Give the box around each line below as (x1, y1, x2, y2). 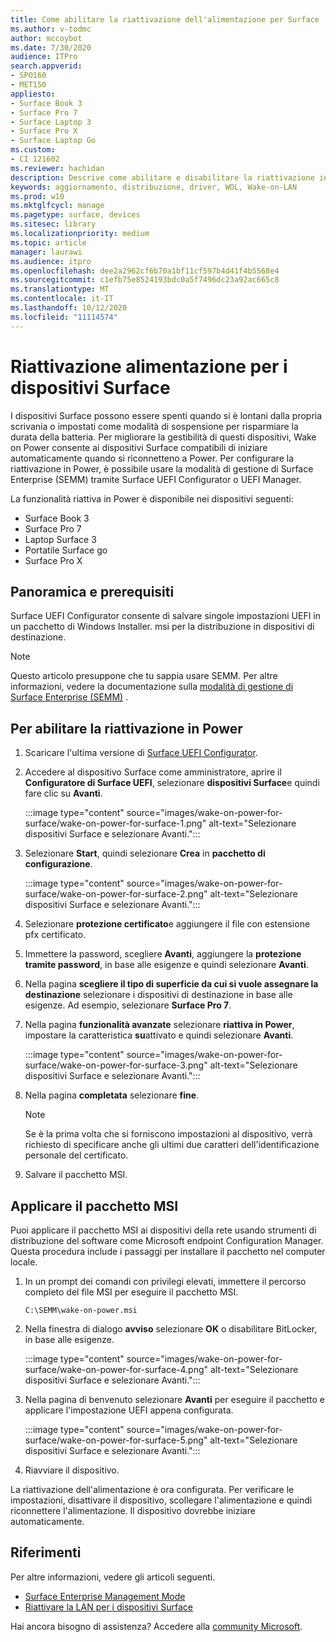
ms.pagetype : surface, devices (10, 210, 141, 220)
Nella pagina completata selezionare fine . (24, 1089, 200, 1101)
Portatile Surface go (24, 544, 108, 556)
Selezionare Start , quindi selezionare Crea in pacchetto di (24, 847, 266, 860)
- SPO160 (10, 71, 47, 81)
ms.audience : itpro (10, 256, 92, 266)
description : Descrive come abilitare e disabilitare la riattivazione (10, 172, 315, 183)
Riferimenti (10, 1544, 82, 1561)
